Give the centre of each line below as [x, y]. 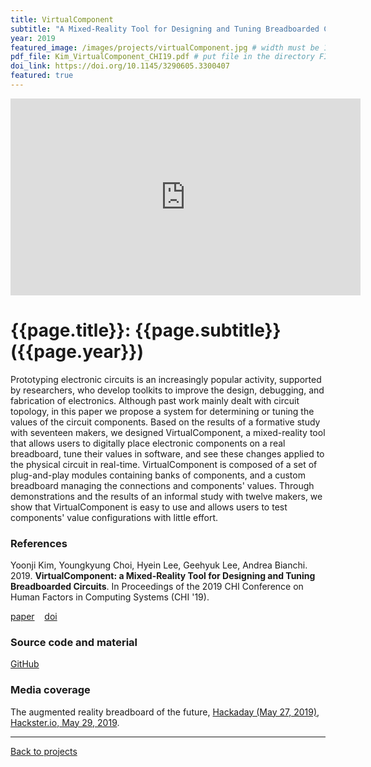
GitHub [25, 664]
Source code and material [74, 643]
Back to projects [44, 751]
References [39, 543]
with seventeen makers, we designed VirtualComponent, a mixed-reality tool [168, 432]
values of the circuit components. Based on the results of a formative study [165, 422]
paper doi [34, 617]
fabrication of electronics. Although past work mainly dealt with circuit [155, 400]
